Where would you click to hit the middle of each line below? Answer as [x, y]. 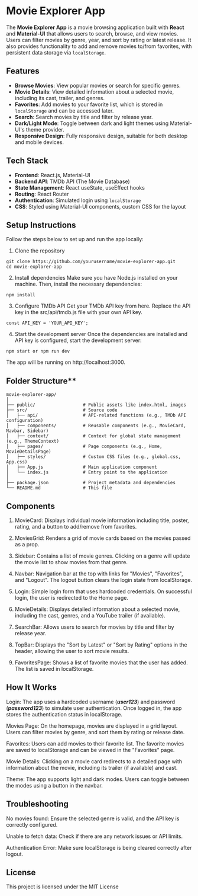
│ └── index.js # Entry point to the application [87, 472]
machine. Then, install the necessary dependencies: [78, 284]
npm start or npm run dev [38, 351]
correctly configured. [32, 824]
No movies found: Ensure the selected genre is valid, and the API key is [93, 818]
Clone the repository [40, 251]
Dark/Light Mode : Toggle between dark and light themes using [92, 123]
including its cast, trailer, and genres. [60, 98]
